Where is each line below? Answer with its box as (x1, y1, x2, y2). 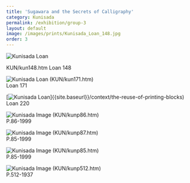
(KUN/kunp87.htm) (52, 129, 99, 136)
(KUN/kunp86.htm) (52, 111, 99, 118)
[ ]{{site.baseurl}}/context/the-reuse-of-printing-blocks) (6, 93, 185, 100)
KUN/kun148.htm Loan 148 (6, 64, 72, 71)
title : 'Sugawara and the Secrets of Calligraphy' (6, 8, 134, 15)
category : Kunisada (6, 14, 55, 20)
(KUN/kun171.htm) (49, 75, 94, 83)
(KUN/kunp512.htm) (52, 165, 102, 172)
